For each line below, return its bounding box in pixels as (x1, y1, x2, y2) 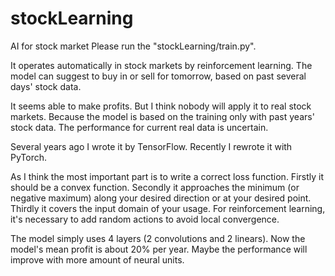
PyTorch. (10, 151, 48, 163)
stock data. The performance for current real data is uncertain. (10, 121, 269, 133)
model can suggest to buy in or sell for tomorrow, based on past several (10, 70, 307, 82)
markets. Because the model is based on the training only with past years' (10, 110, 315, 122)
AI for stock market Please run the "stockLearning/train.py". (10, 40, 257, 52)
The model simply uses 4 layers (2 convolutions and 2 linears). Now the (10, 232, 306, 244)
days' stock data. (10, 80, 82, 92)
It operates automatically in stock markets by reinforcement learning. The (10, 59, 313, 71)
